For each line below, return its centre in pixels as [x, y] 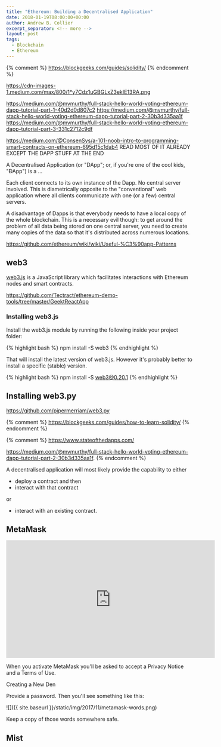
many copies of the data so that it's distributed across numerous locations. [98, 232]
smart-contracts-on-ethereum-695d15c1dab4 [62, 146]
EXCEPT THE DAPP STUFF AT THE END [55, 153]
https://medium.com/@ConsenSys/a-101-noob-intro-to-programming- [93, 140]
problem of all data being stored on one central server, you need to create [97, 226]
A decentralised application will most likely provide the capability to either [97, 469]
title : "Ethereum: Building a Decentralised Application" [80, 12]
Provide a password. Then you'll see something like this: [75, 696]
